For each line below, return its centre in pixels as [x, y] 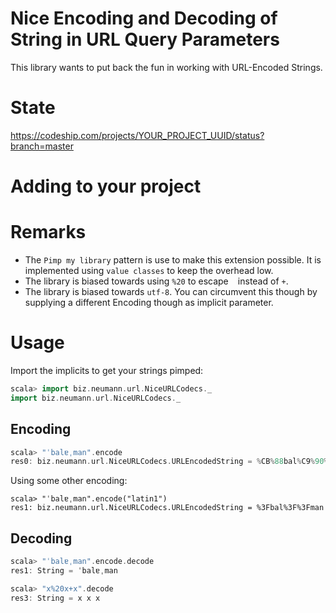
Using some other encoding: [69, 481]
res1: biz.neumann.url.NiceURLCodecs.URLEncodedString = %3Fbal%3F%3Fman [167, 508]
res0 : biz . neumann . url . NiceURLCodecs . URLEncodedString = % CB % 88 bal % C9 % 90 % [169, 462]
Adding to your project [106, 186]
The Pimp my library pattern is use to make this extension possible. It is [173, 260]
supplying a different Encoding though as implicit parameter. [149, 302]
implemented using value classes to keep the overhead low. [149, 270]
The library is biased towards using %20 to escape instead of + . [156, 281]
